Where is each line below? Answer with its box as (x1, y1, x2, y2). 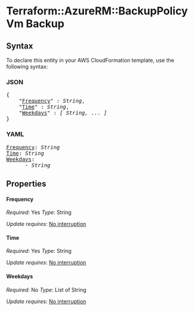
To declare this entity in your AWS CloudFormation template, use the (6, 57, 174, 64)
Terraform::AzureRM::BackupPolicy (6, 4, 188, 18)
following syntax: (6, 63, 48, 70)
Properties (6, 179, 47, 189)
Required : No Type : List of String (6, 286, 87, 293)
